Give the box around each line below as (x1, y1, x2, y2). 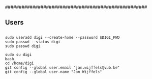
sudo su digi (5, 52, 32, 57)
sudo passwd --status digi (5, 39, 61, 44)
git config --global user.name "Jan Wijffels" (5, 69, 102, 74)
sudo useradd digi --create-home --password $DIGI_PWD (5, 35, 120, 40)
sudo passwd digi (5, 44, 41, 49)
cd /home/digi (5, 61, 34, 66)
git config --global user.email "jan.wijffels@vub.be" (5, 65, 120, 70)
